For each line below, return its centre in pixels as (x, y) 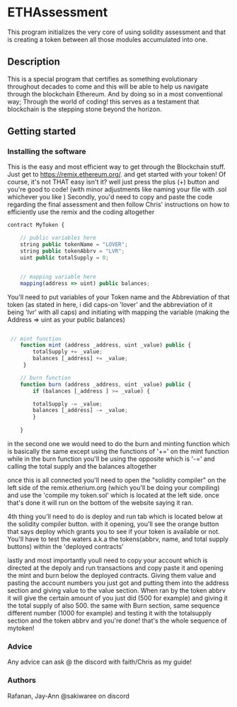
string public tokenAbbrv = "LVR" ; (73, 251)
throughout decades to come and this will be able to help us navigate (108, 87)
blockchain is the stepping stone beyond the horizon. (85, 109)
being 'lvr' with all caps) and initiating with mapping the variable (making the (118, 312)
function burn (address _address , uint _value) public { (106, 384)
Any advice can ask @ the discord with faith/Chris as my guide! (100, 662)
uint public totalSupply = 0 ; (65, 257)
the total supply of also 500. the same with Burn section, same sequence (114, 605)
